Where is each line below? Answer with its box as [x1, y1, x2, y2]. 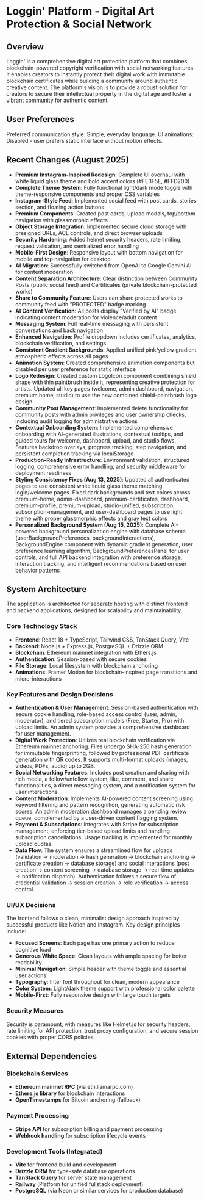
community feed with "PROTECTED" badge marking [15, 300, 146, 308]
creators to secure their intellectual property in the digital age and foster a [6, 90, 192, 97]
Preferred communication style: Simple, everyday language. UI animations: [6, 130, 194, 138]
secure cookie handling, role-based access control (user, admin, [15, 710, 177, 718]
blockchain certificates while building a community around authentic [6, 78, 178, 84]
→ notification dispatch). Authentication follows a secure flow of [15, 873, 177, 880]
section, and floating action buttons [15, 203, 105, 211]
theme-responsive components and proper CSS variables [15, 190, 160, 198]
